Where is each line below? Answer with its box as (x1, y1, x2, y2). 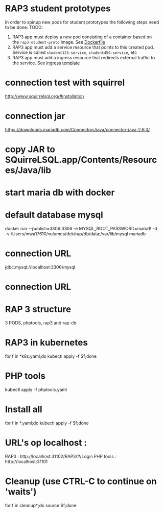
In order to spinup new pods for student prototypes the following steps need (5, 19, 159, 25)
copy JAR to (5, 144, 55, 155)
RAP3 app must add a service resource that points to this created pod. (12, 44, 154, 50)
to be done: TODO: (5, 24, 43, 30)
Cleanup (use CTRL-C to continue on (5, 476, 157, 487)
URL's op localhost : (5, 437, 87, 448)
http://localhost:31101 (5, 459, 48, 464)
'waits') (5, 486, 37, 497)
